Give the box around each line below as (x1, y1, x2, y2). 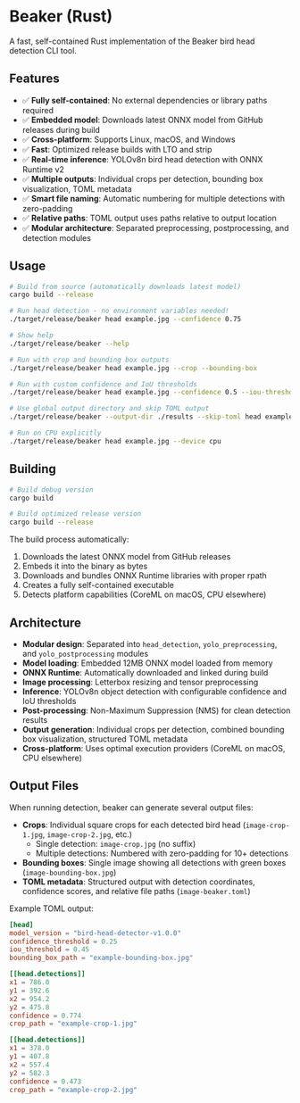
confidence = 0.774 (9, 1011, 82, 1020)
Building (9, 461, 56, 477)
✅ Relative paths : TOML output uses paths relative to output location (21, 212, 277, 223)
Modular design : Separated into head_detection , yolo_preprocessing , (21, 638, 278, 649)
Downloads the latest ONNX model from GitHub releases (21, 551, 231, 562)
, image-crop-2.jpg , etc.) (42, 828, 132, 840)
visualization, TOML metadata (21, 183, 132, 194)
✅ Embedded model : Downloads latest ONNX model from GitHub (21, 114, 263, 125)
